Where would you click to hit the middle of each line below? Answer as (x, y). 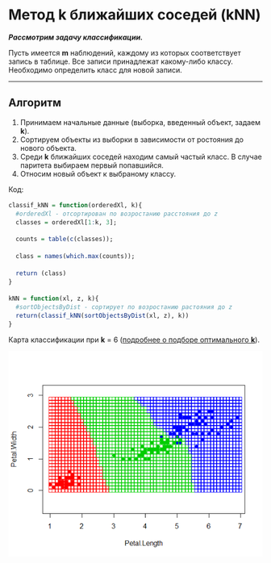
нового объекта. (48, 148)
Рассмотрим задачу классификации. (76, 37)
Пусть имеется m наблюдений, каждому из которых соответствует (125, 52)
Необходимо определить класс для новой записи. (96, 69)
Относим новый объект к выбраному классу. (98, 173)
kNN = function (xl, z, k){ (54, 299)
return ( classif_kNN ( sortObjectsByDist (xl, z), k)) (102, 316)
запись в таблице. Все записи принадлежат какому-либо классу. (121, 61)
